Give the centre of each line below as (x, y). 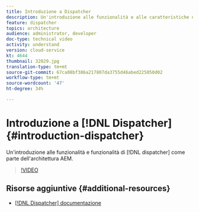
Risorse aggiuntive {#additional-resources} (88, 189)
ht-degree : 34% (25, 89)
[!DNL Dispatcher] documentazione (58, 203)
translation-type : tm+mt (37, 67)
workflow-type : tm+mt (33, 78)
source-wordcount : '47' (36, 83)
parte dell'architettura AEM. (40, 158)
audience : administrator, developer (51, 34)
